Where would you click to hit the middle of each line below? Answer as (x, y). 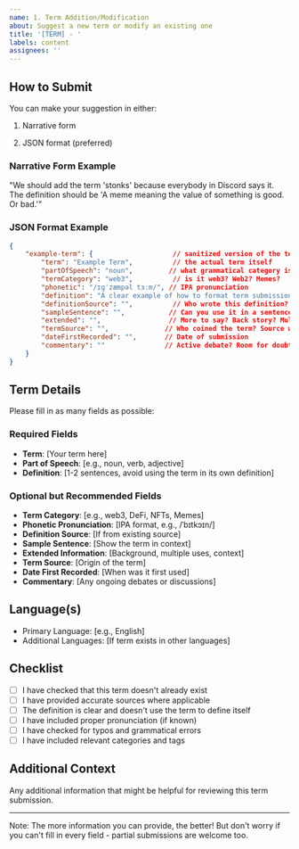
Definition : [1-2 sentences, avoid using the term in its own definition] (148, 473)
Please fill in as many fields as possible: (82, 411)
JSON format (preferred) (67, 143)
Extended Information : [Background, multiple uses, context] (133, 553)
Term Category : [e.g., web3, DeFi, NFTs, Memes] (113, 515)
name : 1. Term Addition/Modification (79, 17)
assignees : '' (36, 51)
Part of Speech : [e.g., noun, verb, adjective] (103, 463)
